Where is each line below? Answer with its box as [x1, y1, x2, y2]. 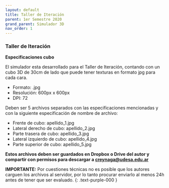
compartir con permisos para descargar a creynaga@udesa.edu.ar [5, 157, 149, 163]
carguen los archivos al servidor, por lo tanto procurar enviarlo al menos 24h [5, 172, 164, 178]
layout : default [5, 7, 39, 13]
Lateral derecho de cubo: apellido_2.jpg [12, 126, 95, 132]
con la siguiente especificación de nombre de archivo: [5, 110, 118, 116]
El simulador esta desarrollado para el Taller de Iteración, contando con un [5, 64, 160, 70]
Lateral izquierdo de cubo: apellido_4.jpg [12, 136, 97, 142]
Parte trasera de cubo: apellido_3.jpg [12, 131, 89, 137]
